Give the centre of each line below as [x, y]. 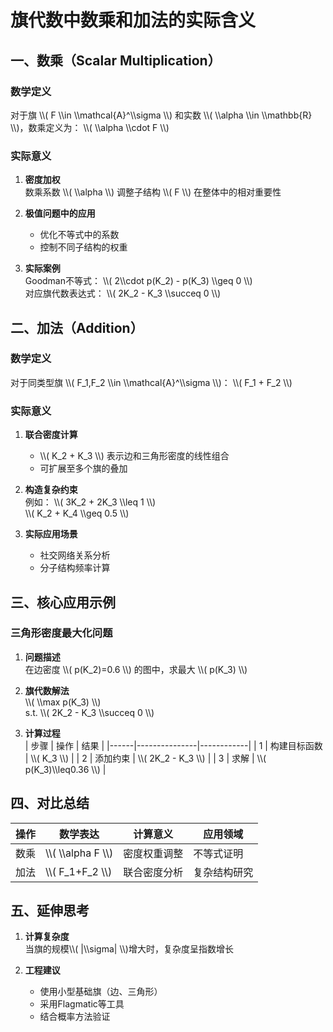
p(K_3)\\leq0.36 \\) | [65, 769]
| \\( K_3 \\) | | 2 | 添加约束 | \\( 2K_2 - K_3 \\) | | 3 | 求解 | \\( [145, 758]
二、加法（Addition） [77, 327]
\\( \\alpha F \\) [79, 853]
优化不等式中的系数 [79, 235]
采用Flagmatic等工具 [82, 1004]
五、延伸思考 [50, 911]
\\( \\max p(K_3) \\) [63, 702]
